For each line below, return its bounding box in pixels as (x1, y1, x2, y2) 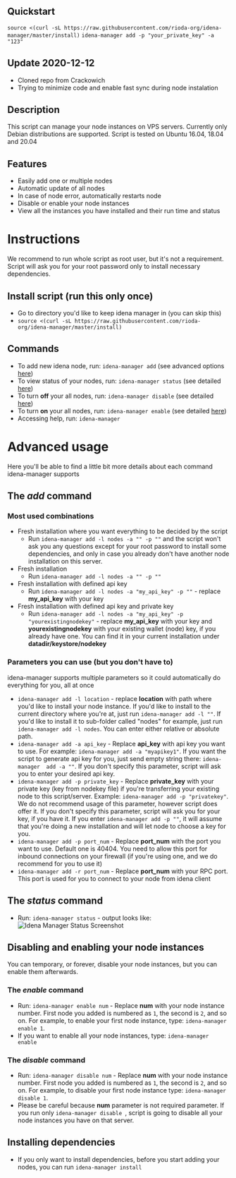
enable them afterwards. (7, 968, 79, 976)
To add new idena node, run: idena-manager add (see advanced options (17, 361, 225, 370)
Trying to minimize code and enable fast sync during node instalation (17, 83, 218, 92)
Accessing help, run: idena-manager (17, 414, 120, 423)
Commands (7, 343, 60, 355)
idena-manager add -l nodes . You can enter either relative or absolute (17, 724, 220, 733)
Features (7, 158, 47, 170)
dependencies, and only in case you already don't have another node (27, 549, 230, 558)
